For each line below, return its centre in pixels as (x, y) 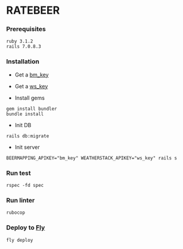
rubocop (16, 213)
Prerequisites (26, 29)
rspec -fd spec (25, 186)
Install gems (30, 98)
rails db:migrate (28, 136)
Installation (23, 62)
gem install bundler (32, 109)
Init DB (23, 125)
